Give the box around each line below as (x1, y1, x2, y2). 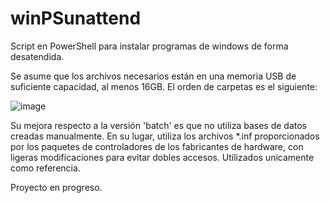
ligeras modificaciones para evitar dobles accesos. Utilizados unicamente (10, 151, 315, 163)
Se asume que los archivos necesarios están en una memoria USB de (10, 70, 297, 82)
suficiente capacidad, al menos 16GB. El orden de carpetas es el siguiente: (10, 80, 318, 92)
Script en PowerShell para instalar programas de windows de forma (10, 40, 289, 52)
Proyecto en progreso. (10, 181, 103, 193)
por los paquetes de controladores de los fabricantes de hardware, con (10, 140, 304, 152)
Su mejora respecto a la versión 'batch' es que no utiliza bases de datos (10, 119, 307, 131)
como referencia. (10, 162, 81, 174)
